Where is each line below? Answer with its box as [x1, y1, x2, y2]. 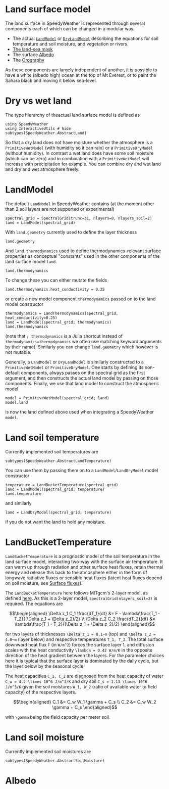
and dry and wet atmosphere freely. [5, 166, 80, 172]
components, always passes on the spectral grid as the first [21, 369, 145, 376]
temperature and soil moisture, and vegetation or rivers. [12, 40, 129, 47]
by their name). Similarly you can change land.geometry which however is [5, 344, 158, 350]
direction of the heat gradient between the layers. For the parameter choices [5, 652, 164, 658]
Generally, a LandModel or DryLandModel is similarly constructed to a [5, 359, 144, 365]
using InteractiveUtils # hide [5, 126, 71, 131]
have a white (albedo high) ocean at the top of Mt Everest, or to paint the [5, 72, 156, 78]
